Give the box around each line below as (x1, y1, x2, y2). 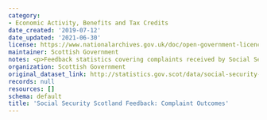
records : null (8, 77, 56, 85)
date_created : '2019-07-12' (8, 26, 102, 34)
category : (8, 11, 41, 20)
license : (8, 41, 37, 49)
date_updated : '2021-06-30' (8, 33, 102, 42)
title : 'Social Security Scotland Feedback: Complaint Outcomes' (8, 99, 229, 107)
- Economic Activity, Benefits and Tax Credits (8, 19, 169, 27)
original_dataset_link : (8, 70, 87, 78)
